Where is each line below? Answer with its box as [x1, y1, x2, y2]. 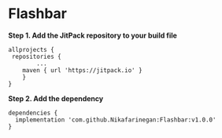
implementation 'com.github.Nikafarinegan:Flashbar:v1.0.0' [15, 115, 216, 124]
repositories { [11, 53, 61, 60]
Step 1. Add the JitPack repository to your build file [8, 31, 177, 40]
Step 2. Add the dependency [8, 93, 104, 103]
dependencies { [8, 109, 58, 117]
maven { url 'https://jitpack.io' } [22, 66, 143, 74]
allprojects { [8, 45, 55, 53]
